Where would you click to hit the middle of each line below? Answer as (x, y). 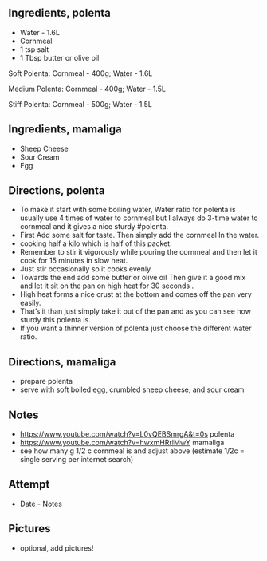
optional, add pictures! (57, 548)
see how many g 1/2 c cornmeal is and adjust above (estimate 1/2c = (132, 451)
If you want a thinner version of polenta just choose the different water (135, 328)
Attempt (29, 485)
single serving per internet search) (77, 460)
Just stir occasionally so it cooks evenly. (86, 269)
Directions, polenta (57, 191)
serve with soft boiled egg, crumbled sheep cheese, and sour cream (132, 389)
